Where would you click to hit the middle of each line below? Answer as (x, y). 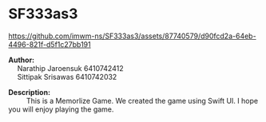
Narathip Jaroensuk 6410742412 (70, 68)
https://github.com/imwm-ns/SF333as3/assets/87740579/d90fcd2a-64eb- (133, 36)
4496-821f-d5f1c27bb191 (50, 44)
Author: (22, 60)
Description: (29, 92)
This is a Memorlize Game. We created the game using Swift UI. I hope (142, 100)
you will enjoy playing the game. (61, 109)
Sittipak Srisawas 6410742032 (67, 77)
